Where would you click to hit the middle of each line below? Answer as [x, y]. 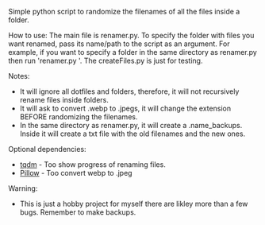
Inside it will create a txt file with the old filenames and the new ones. [132, 134]
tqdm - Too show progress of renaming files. [93, 165]
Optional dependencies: [47, 149]
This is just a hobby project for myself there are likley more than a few [134, 204]
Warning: [23, 188]
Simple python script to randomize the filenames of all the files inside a [124, 12]
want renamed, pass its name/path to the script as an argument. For [119, 44]
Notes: [19, 76]
